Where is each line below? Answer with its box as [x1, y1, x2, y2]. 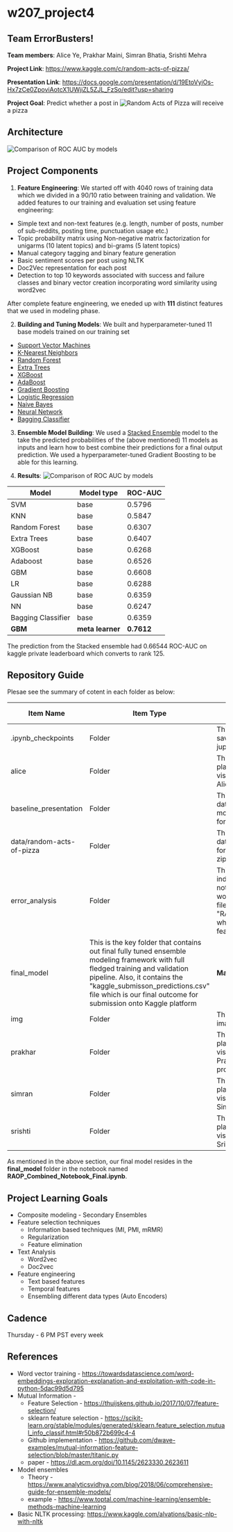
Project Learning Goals [7, 1192, 108, 1204]
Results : [17, 471, 42, 479]
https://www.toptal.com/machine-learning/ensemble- [58, 1494, 212, 1503]
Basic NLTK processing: [17, 1510, 86, 1518]
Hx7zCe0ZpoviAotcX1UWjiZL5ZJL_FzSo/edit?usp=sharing [7, 86, 174, 93]
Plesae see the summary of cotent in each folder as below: [7, 687, 175, 696]
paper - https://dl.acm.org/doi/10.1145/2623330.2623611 [27, 1458, 189, 1466]
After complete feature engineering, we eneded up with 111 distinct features [7, 299, 223, 308]
